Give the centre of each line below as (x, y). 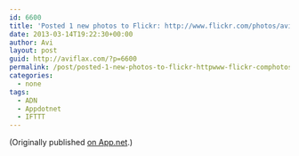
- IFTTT (32, 117)
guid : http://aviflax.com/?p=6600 (73, 59)
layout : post (33, 51)
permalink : (29, 68)
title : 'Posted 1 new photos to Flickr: (85, 26)
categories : (31, 76)
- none (29, 84)
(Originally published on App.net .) (71, 143)
